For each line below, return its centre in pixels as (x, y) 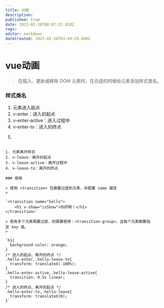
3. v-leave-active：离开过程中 (36, 163)
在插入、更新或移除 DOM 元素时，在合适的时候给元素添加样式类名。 (90, 81)
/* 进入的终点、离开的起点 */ (33, 287)
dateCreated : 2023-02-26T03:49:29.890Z (48, 39)
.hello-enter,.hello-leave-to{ (39, 260)
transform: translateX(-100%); (43, 264)
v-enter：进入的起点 (34, 114)
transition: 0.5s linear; (38, 278)
